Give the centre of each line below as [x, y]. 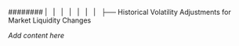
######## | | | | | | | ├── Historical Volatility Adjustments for [119, 12]
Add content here [36, 35]
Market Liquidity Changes [50, 20]
